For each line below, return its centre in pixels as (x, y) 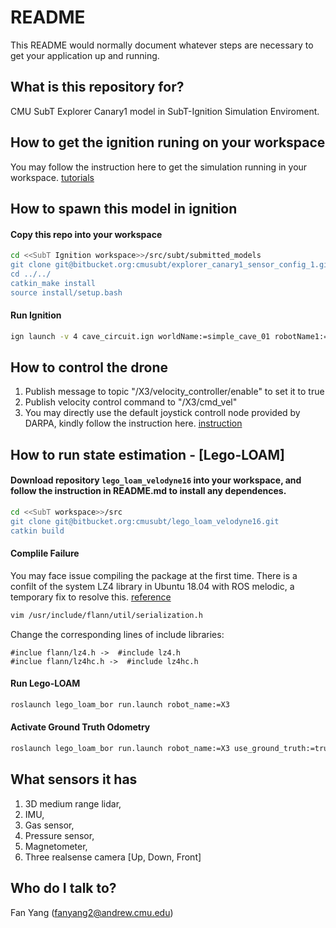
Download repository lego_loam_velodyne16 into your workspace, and (156, 480)
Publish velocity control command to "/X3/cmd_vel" (131, 402)
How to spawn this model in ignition (124, 208)
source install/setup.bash (66, 292)
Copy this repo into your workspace (86, 234)
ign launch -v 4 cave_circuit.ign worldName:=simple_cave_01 (140, 336)
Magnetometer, (56, 846)
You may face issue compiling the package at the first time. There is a (154, 575)
